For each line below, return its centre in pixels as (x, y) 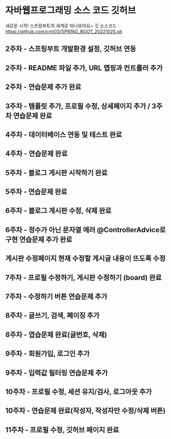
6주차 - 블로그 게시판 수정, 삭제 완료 (59, 211)
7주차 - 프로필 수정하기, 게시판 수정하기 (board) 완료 (83, 277)
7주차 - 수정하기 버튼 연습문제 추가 (56, 297)
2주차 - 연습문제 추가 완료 (43, 87)
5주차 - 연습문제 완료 (36, 192)
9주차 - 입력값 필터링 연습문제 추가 (56, 373)
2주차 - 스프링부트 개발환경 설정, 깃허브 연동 (71, 49)
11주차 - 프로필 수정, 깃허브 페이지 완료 (62, 430)
